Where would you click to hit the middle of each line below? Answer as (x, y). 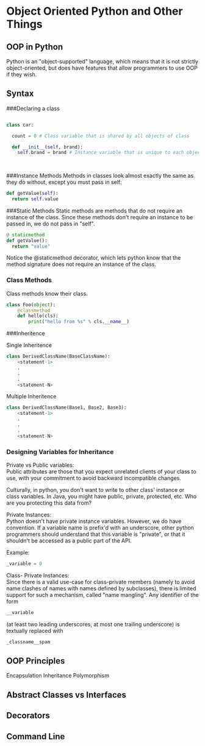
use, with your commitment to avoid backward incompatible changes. (94, 478)
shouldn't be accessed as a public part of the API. (69, 541)
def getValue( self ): (33, 194)
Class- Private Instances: (38, 575)
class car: (20, 125)
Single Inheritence (29, 345)
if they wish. (22, 74)
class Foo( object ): (31, 305)
